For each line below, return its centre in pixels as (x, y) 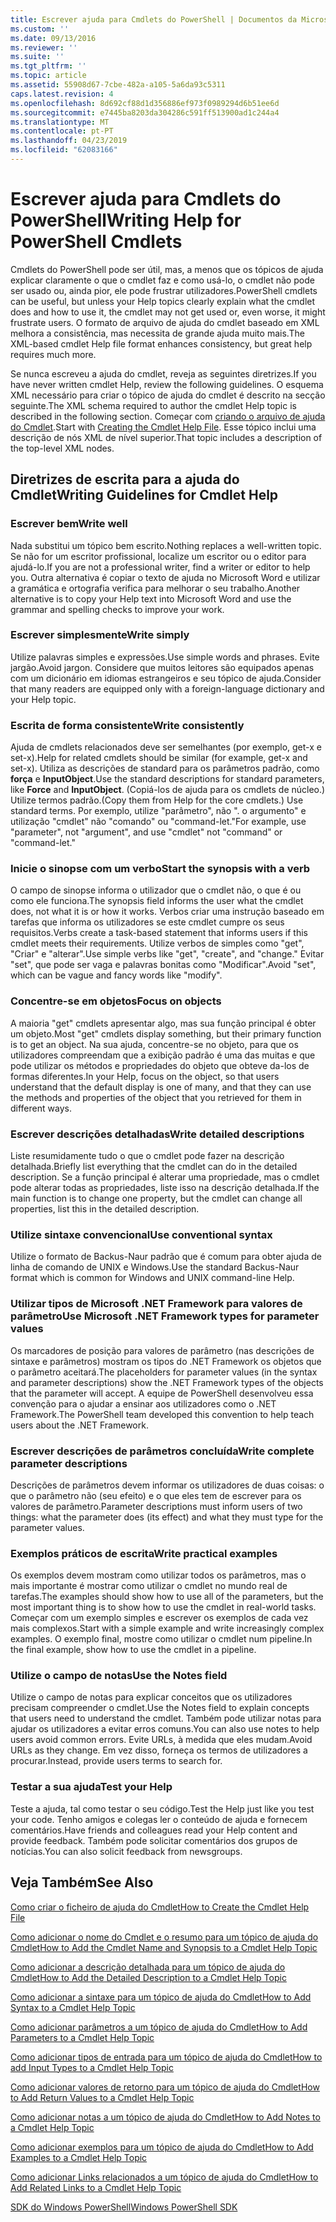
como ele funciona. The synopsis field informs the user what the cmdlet (157, 901)
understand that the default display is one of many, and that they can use (161, 1087)
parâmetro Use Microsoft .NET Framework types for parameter (165, 1316)
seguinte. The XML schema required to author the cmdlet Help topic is (153, 405)
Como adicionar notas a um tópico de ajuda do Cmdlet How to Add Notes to (165, 2117)
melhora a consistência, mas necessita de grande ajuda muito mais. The (157, 333)
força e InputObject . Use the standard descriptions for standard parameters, (167, 779)
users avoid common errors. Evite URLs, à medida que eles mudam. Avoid (161, 1740)
